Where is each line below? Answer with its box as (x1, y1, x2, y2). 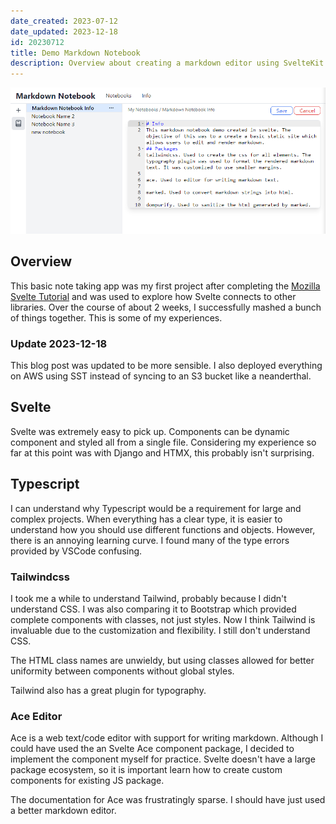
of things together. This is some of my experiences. (10, 311, 223, 324)
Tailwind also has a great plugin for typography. (10, 685, 207, 697)
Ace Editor (10, 709, 63, 723)
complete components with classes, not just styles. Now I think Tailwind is (10, 614, 316, 626)
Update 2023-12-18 (10, 336, 108, 350)
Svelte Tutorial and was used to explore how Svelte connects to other (10, 290, 297, 302)
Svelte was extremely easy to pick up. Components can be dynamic (10, 425, 290, 437)
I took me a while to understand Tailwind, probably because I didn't (10, 593, 287, 605)
